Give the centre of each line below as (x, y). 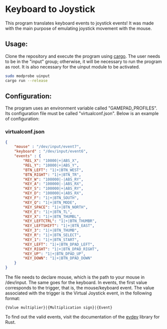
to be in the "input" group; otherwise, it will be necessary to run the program (83, 61)
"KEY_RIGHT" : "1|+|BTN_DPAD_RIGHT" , (61, 249)
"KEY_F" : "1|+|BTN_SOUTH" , (51, 198)
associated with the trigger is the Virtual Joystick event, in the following (79, 293)
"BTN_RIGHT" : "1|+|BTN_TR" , (52, 174)
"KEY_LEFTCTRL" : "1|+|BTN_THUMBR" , (60, 221)
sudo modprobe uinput (28, 76)
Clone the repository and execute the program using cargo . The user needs (83, 56)
